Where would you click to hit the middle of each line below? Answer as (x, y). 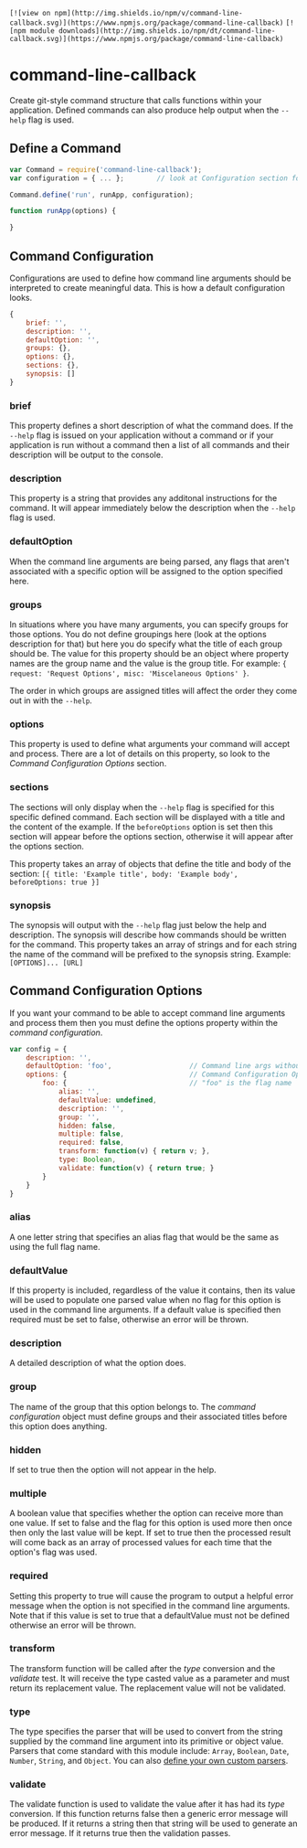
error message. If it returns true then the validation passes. (120, 1833)
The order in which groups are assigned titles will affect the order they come (153, 691)
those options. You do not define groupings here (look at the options (138, 634)
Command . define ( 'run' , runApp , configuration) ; (102, 195)
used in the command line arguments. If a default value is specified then (145, 1310)
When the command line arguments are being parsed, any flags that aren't (149, 561)
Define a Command (65, 149)
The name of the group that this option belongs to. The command (132, 1406)
